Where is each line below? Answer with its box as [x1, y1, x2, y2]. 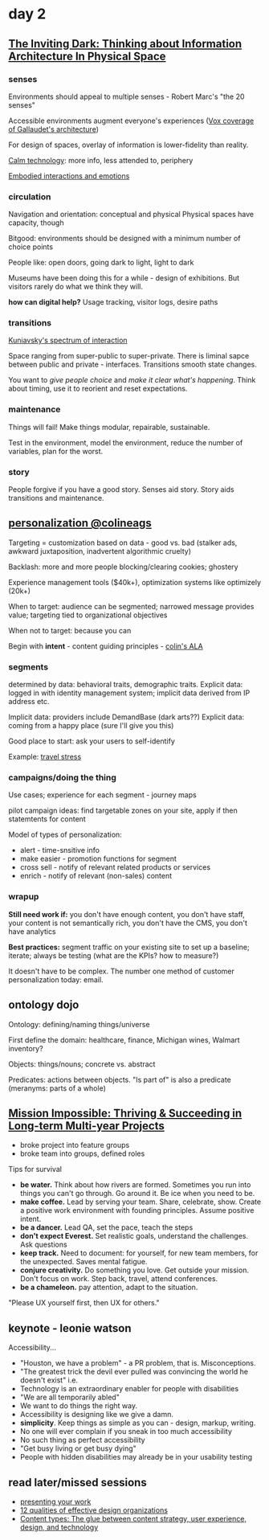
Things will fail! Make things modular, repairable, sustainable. [8, 422, 210, 432]
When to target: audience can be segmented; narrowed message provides [8, 601, 255, 611]
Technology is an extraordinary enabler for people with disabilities [19, 1384, 239, 1394]
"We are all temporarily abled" [19, 1392, 120, 1403]
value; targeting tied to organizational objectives [8, 610, 168, 620]
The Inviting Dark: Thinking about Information [8, 37, 243, 51]
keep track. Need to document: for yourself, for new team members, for [19, 1248, 259, 1258]
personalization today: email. [8, 974, 104, 985]
